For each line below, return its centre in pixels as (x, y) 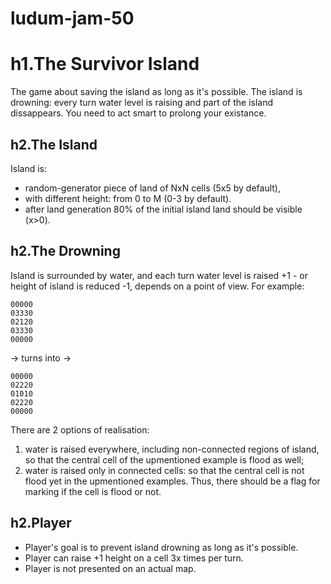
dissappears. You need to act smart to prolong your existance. (138, 113)
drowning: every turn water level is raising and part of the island (142, 103)
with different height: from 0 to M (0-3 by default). (128, 198)
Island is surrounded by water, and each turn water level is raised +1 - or (159, 275)
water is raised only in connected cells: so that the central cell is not (164, 470)
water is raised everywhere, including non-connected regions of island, (172, 449)
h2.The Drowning (65, 251)
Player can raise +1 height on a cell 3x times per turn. (134, 558)
